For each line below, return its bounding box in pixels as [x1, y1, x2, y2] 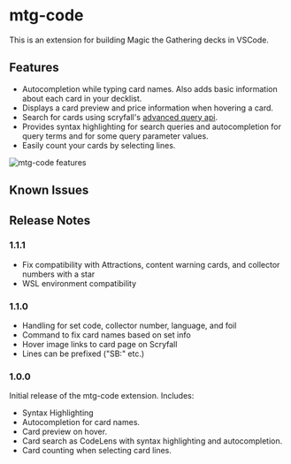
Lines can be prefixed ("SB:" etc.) [21, 348, 145, 359]
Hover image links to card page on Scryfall [21, 339, 178, 350]
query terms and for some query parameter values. [21, 130, 210, 141]
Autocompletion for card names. [21, 417, 140, 428]
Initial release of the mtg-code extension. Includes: [9, 391, 195, 401]
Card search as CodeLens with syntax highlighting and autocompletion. [21, 436, 283, 446]
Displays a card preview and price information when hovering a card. [21, 103, 274, 113]
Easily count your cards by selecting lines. [21, 140, 176, 150]
